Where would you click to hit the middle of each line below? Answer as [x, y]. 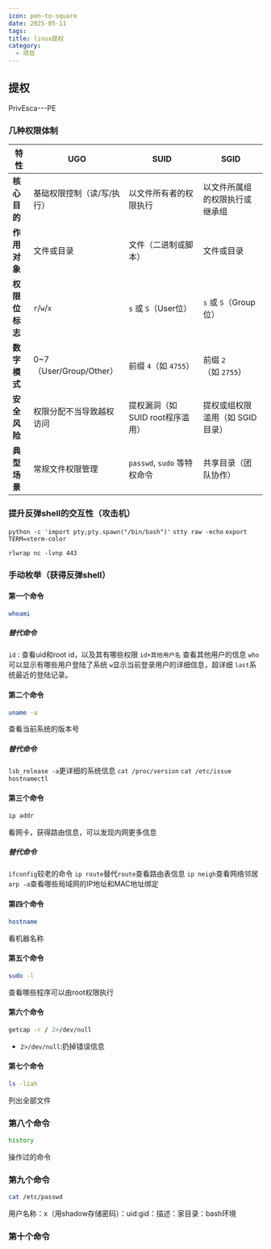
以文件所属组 [227, 187]
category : [25, 46]
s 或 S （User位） [160, 309]
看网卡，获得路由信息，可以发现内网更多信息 [83, 832]
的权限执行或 [227, 200]
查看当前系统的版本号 [44, 729]
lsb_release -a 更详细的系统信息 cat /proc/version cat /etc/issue [120, 771]
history [21, 1141]
